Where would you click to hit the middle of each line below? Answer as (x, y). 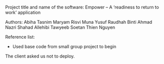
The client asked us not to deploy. (40, 56)
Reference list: (20, 37)
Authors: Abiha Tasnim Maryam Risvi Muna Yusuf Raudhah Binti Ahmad (79, 22)
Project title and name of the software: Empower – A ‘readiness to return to (82, 7)
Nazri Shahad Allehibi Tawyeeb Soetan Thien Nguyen (60, 27)
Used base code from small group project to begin (64, 46)
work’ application (23, 12)
